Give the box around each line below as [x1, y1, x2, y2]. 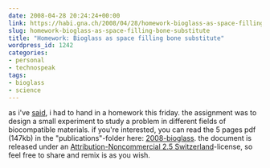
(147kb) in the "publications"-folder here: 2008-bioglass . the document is [8, 134, 252, 143]
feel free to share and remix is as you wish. [8, 150, 151, 160]
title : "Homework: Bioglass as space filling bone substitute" [8, 34, 225, 42]
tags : [8, 71, 27, 79]
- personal [8, 57, 45, 65]
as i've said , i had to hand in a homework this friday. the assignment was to [8, 108, 257, 118]
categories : [8, 49, 48, 57]
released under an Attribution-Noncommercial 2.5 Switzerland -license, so [8, 142, 253, 152]
